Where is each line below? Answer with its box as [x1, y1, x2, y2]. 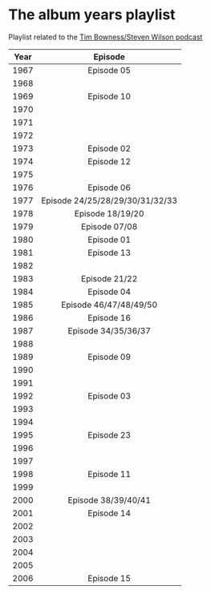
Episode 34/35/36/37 [67, 325, 151, 336]
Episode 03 [87, 390, 131, 402]
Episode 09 [87, 351, 131, 362]
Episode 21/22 [81, 273, 138, 284]
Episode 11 [87, 468, 131, 479]
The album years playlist [8, 6, 176, 24]
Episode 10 [87, 91, 131, 102]
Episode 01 [87, 234, 131, 245]
